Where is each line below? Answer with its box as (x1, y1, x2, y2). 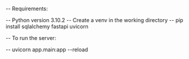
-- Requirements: (5, 5, 48, 12)
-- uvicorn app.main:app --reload (5, 46, 88, 53)
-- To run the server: (5, 35, 57, 41)
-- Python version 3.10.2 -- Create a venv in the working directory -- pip (5, 17, 184, 23)
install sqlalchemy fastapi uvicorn (5, 23, 88, 30)
